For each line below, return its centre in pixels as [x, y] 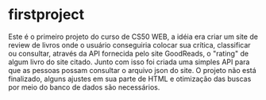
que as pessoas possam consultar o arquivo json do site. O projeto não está [132, 70]
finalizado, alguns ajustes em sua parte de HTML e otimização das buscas [130, 79]
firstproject [46, 15]
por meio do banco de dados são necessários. [84, 87]
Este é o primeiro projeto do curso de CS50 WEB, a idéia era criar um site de [133, 37]
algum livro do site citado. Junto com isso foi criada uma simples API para [129, 62]
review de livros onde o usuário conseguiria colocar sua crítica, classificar [130, 44]
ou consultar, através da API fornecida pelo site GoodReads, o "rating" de [128, 53]
